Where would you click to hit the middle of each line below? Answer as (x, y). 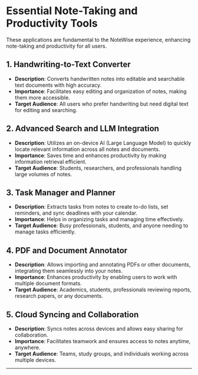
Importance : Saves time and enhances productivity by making (90, 155)
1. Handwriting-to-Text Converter (68, 65)
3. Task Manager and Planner (61, 193)
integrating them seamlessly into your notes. (68, 271)
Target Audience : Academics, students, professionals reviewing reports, (103, 290)
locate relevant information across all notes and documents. (87, 149)
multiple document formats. (48, 284)
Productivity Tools (52, 23)
